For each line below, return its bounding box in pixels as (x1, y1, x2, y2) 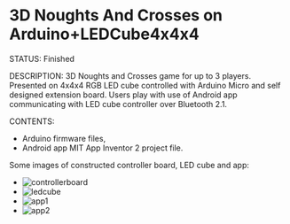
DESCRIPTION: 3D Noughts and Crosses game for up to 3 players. (9, 70, 251, 81)
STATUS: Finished (9, 53, 75, 64)
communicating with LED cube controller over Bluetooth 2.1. (9, 98, 228, 109)
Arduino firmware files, (21, 133, 106, 143)
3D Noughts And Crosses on (9, 5, 223, 26)
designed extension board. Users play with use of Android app (9, 89, 238, 100)
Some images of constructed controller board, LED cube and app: (9, 159, 250, 170)
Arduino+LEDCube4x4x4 (9, 24, 200, 44)
